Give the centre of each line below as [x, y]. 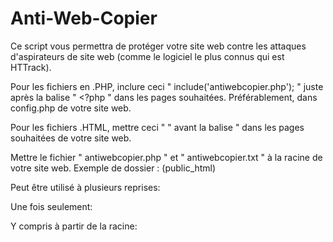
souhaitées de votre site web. [71, 138]
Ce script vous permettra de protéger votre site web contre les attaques [158, 46]
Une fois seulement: [51, 206]
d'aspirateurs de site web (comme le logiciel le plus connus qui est [147, 56]
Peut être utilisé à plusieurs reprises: [85, 187]
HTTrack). [31, 67]
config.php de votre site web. [71, 108]
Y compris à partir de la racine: [74, 226]
